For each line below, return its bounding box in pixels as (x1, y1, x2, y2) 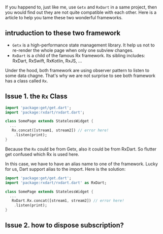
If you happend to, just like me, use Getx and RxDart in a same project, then (5, 4, 157, 10)
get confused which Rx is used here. (5, 151, 80, 157)
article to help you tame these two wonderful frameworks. (5, 15, 123, 20)
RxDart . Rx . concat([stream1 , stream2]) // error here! (11, 198, 125, 203)
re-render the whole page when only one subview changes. (12, 47, 134, 53)
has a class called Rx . (5, 78, 48, 83)
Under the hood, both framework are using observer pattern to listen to (5, 67, 150, 73)
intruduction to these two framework (5, 29, 121, 38)
